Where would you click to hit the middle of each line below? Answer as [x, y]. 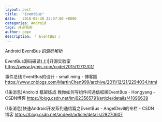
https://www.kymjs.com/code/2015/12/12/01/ [50, 66]
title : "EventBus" [25, 14]
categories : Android [26, 23]
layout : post [18, 9]
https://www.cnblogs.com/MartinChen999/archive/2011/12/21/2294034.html [81, 82]
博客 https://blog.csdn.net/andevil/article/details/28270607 [64, 114]
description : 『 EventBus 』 [34, 37]
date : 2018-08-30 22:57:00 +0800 [41, 18]
